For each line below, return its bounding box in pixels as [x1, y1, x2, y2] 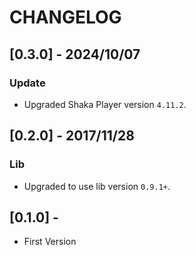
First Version [23, 236, 77, 248]
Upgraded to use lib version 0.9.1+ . [23, 180, 171, 192]
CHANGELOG [9, 6, 122, 29]
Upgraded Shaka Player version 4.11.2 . [23, 98, 187, 110]
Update [9, 76, 46, 90]
